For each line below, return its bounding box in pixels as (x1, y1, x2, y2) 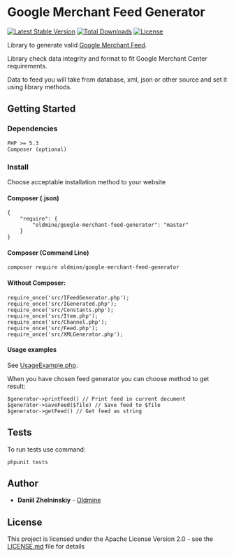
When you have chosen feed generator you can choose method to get (7, 374, 210, 383)
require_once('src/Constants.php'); (7, 306, 114, 313)
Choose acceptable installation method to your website (7, 177, 166, 186)
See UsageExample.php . (7, 361, 78, 369)
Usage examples (7, 346, 57, 354)
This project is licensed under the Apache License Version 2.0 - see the (7, 535, 214, 543)
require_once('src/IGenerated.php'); (7, 300, 117, 307)
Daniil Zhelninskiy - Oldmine (17, 496, 101, 505)
